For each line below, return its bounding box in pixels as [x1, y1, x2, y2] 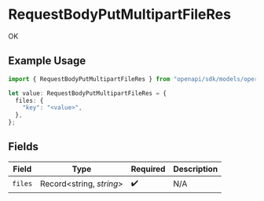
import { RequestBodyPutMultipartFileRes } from [8, 75, 170, 83]
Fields [8, 140, 39, 154]
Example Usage [8, 54, 86, 68]
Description [172, 163, 218, 174]
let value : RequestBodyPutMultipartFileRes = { [8, 89, 167, 97]
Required [130, 163, 166, 174]
